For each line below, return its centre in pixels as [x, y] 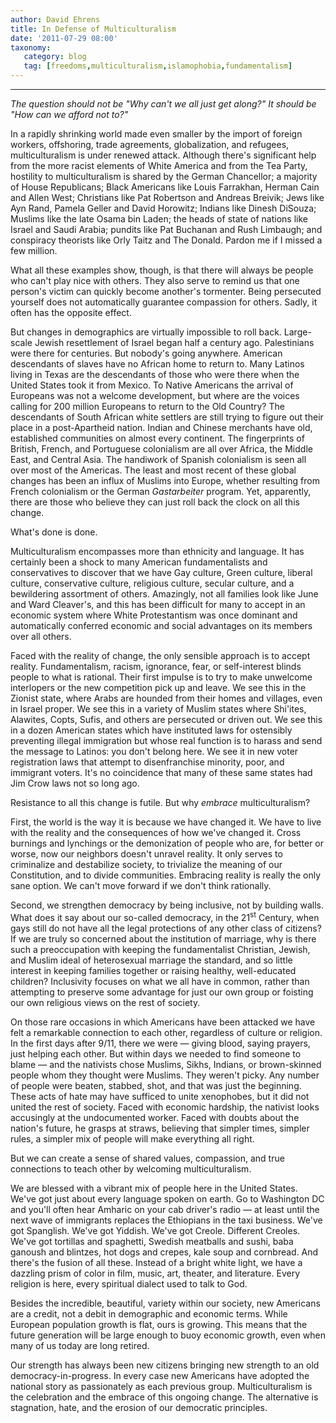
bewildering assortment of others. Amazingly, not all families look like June [164, 594]
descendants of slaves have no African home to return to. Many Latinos [157, 364]
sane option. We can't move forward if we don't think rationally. [141, 885]
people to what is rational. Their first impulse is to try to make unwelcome [161, 677]
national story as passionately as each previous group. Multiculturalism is [161, 1386]
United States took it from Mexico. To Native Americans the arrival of [152, 385]
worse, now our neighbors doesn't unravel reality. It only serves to [146, 854]
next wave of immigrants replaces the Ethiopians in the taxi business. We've [166, 1220]
